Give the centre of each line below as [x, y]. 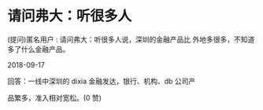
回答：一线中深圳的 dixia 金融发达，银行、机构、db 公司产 [102, 81]
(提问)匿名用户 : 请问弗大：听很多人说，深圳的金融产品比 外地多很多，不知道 [131, 39]
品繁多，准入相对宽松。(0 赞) [54, 97]
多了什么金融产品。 [39, 49]
